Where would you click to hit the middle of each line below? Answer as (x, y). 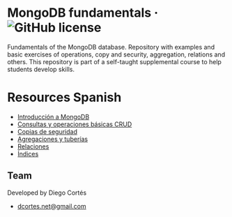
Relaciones (33, 146)
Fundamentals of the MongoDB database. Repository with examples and (111, 47)
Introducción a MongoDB (53, 117)
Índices (28, 154)
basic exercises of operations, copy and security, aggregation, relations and (116, 54)
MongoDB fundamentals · (83, 13)
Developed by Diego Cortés (47, 193)
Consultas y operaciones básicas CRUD (75, 124)
